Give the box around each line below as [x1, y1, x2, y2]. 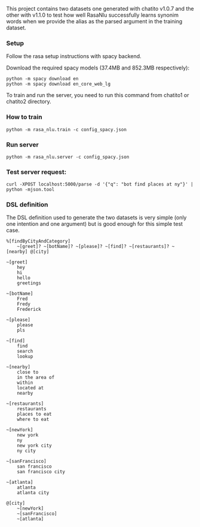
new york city [17, 443, 52, 449]
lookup [17, 353, 33, 360]
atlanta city [17, 490, 50, 496]
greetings [17, 280, 42, 286]
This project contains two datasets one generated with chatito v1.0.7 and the [6, 5, 194, 12]
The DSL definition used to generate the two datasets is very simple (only [6, 214, 187, 221]
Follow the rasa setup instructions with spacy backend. [6, 53, 141, 60]
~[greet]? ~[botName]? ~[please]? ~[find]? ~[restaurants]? [17, 244, 170, 250]
